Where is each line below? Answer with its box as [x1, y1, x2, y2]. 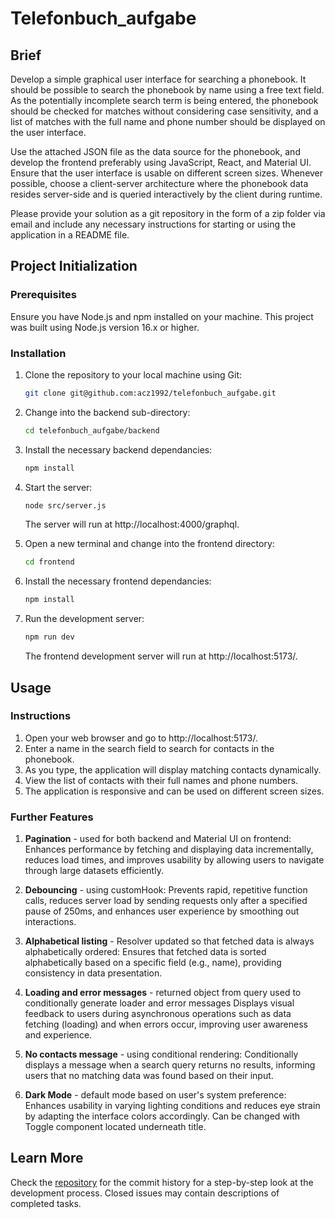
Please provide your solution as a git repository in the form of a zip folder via [10, 208, 326, 219]
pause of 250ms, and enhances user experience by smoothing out [24, 905, 300, 917]
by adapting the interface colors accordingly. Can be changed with [24, 1110, 301, 1122]
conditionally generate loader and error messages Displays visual [24, 997, 295, 1009]
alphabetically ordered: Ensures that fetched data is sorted [24, 946, 267, 958]
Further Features [10, 810, 94, 824]
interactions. [24, 916, 77, 928]
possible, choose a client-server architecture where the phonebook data [10, 178, 309, 189]
